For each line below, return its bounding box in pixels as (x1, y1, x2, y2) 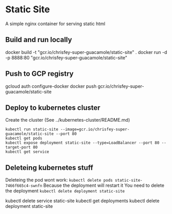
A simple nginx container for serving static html (5, 21, 105, 27)
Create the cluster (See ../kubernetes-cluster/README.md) (5, 117, 130, 123)
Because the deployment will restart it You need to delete (43, 182, 164, 188)
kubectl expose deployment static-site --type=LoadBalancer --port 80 (5, 140, 160, 146)
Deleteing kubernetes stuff (5, 163, 93, 172)
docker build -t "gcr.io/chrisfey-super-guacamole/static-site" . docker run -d (5, 49, 167, 55)
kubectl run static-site (5, 127, 59, 132)
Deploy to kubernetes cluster (5, 103, 101, 112)
